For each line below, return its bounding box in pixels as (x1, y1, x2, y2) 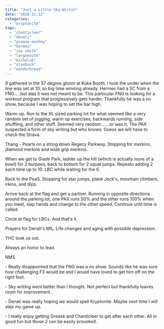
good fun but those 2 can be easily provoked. (5, 319, 97, 324)
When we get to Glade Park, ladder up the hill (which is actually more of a (5, 156, 154, 162)
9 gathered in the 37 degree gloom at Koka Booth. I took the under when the (5, 80, 160, 86)
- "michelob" (9, 58, 36, 63)
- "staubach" (9, 62, 36, 67)
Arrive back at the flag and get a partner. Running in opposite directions (5, 191, 150, 197)
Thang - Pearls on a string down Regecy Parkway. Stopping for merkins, (5, 141, 151, 147)
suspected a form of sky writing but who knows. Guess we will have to (5, 127, 148, 132)
